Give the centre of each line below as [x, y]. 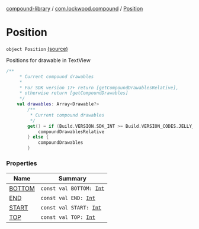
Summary [73, 179]
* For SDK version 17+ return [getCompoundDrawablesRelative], [99, 88]
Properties [22, 163]
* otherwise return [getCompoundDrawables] [74, 93]
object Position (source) [37, 49]
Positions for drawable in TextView [48, 60]
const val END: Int [68, 198]
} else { [38, 137]
